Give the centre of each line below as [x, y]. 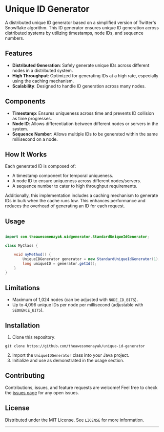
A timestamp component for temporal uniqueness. [63, 176]
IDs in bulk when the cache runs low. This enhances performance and [75, 201]
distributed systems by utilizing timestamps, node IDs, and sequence [74, 33]
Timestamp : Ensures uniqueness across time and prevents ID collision [83, 113]
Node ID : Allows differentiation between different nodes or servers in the [85, 124]
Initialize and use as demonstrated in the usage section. [68, 360]
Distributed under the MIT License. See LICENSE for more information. [74, 420]
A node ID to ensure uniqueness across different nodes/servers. [77, 181]
